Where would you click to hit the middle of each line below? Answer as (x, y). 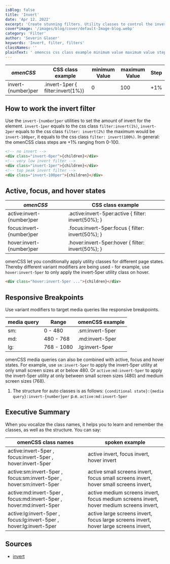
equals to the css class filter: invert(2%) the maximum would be (85, 132)
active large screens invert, (120, 513)
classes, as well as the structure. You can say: (53, 430)
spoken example (125, 442)
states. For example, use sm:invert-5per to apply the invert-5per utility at (81, 365)
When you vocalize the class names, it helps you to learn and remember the (84, 424)
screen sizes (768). (25, 381)
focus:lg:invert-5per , (33, 519)
